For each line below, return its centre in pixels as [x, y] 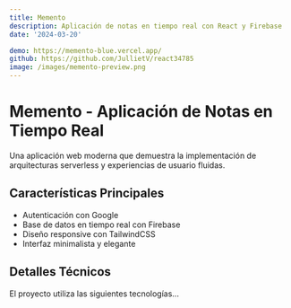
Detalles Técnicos [60, 272]
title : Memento [38, 18]
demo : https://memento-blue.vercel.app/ [86, 50]
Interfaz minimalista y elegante [79, 243]
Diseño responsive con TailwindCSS [89, 233]
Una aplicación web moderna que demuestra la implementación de [133, 155]
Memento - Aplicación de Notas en [141, 112]
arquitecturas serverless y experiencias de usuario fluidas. [117, 165]
